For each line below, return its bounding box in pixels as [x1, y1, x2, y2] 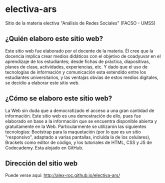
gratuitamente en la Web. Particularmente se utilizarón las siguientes [5, 123, 146, 129]
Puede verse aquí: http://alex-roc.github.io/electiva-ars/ [5, 172, 120, 178]
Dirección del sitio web [5, 159, 78, 167]
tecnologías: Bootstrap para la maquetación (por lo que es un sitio [5, 128, 141, 134]
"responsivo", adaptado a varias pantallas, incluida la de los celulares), [5, 134, 151, 140]
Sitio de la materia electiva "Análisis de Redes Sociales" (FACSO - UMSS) [5, 20, 156, 26]
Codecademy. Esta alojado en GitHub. [5, 144, 83, 150]
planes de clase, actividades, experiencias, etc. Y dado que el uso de [5, 63, 148, 69]
